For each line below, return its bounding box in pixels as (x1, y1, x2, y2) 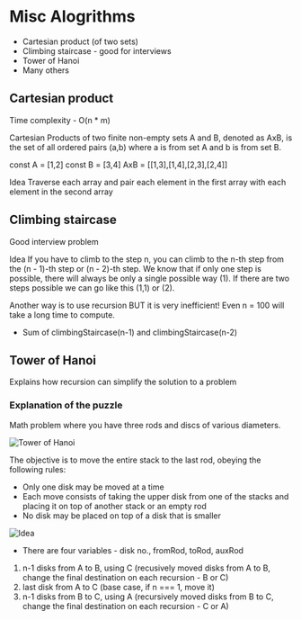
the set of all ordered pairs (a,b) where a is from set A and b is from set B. (9, 141, 281, 152)
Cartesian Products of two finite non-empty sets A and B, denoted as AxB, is (9, 132, 293, 143)
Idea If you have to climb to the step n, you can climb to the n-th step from (9, 254, 285, 265)
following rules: (9, 463, 66, 474)
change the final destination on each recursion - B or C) (22, 571, 229, 582)
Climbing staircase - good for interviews (22, 45, 173, 56)
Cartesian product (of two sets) (22, 36, 139, 47)
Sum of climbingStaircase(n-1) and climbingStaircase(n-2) (22, 327, 238, 337)
